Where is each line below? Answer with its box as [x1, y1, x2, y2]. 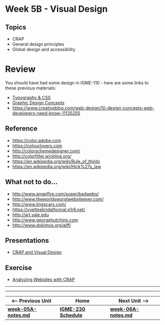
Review [5, 64, 36, 75]
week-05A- [7, 306, 37, 313]
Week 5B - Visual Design [5, 3, 108, 15]
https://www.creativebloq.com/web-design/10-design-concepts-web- [12, 105, 155, 111]
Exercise [5, 264, 32, 272]
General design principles [12, 41, 65, 47]
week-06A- [110, 306, 139, 313]
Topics [5, 23, 27, 31]
